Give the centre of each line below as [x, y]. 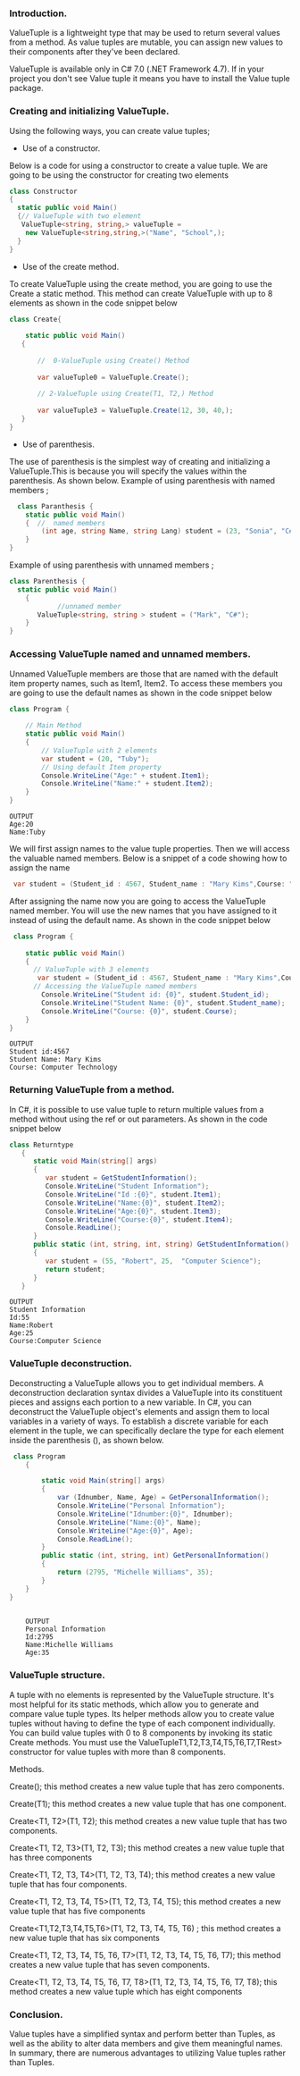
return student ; [75, 1269]
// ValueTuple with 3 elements [91, 970]
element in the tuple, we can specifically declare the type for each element [146, 1430]
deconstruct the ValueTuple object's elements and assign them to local [139, 1411]
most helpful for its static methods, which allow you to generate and [134, 1704]
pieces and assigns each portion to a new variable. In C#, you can [130, 1402]
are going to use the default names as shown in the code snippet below [141, 693]
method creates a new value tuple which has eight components [126, 1991]
